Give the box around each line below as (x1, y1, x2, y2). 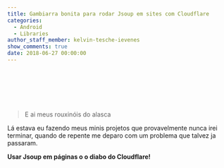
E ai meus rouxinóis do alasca (24, 110, 111, 119)
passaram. (7, 138, 38, 147)
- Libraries (13, 30, 49, 37)
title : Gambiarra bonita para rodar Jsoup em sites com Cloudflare (7, 10, 210, 18)
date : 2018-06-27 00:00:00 (7, 50, 87, 57)
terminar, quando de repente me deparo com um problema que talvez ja (7, 131, 216, 140)
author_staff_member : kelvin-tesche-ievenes (7, 37, 140, 44)
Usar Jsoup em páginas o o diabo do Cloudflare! (7, 152, 151, 161)
